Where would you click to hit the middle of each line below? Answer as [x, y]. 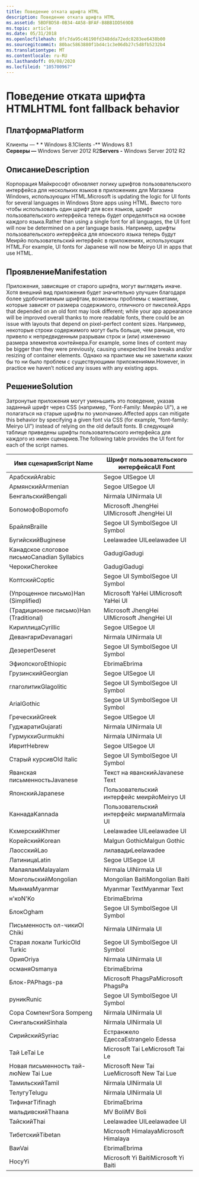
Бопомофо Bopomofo [39, 509]
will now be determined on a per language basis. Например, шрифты [91, 228]
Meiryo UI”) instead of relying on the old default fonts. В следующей [90, 426]
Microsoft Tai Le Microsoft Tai [144, 1048]
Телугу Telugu [28, 1092]
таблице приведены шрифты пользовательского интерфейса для [89, 432]
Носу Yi [19, 1161]
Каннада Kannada [34, 814]
